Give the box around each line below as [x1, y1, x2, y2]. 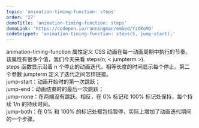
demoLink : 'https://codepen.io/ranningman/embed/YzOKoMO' [6, 25, 154, 32]
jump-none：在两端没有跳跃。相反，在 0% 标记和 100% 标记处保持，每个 [6, 93, 188, 100]
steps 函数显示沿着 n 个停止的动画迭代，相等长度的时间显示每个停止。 [6, 63, 180, 71]
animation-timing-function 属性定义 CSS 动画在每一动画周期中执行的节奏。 [6, 48, 191, 56]
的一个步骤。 [6, 115, 38, 123]
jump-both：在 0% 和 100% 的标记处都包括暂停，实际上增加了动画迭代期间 [6, 108, 192, 115]
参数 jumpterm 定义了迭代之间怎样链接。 [11, 71, 112, 78]
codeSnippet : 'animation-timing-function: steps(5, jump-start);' [6, 31, 176, 37]
